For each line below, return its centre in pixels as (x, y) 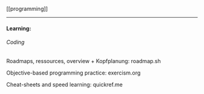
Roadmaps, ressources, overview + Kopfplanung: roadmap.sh (83, 61)
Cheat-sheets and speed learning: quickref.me (65, 84)
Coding (15, 42)
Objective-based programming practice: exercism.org (73, 73)
